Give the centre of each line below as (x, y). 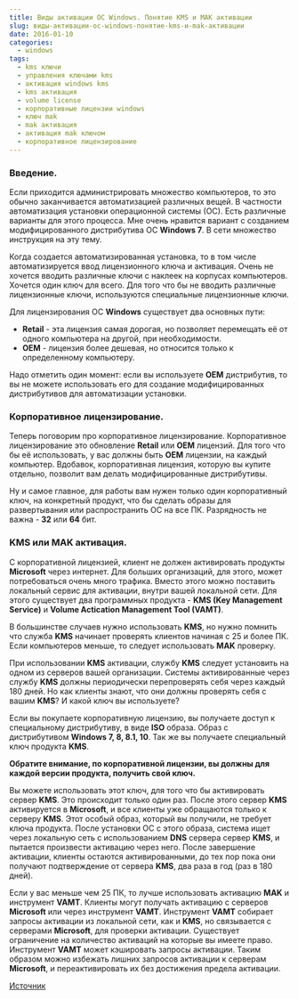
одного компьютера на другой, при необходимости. (122, 338)
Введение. (33, 173)
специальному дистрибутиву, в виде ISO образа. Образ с (119, 727)
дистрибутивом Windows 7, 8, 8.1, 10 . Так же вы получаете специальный (148, 736)
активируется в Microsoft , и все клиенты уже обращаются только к (138, 809)
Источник (28, 986)
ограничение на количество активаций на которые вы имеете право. (141, 939)
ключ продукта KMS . (49, 746)
